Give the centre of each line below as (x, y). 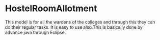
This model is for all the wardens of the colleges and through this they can (80, 22)
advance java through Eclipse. (36, 32)
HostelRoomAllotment (51, 9)
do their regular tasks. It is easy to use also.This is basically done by (74, 27)
